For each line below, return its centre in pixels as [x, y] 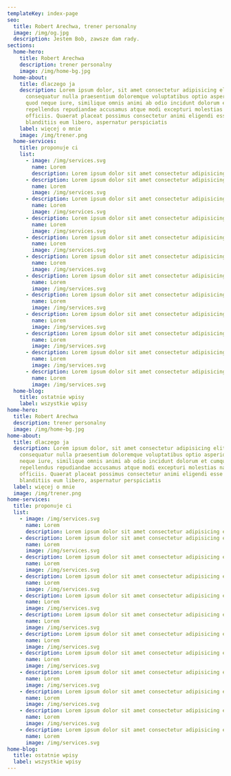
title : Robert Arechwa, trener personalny [75, 26]
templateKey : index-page [43, 13]
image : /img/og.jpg [41, 33]
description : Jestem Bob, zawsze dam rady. [76, 39]
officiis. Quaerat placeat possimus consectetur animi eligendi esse [121, 474]
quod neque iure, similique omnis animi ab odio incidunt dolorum [122, 103]
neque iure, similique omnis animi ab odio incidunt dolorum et [113, 462]
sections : [21, 45]
